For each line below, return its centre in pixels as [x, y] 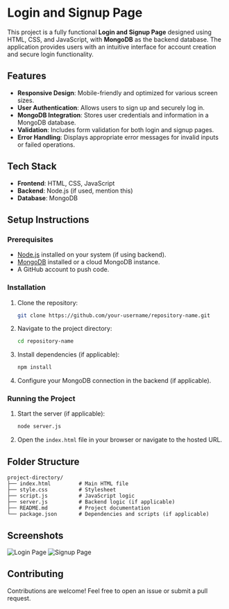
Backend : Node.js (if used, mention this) [75, 190]
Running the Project [41, 399]
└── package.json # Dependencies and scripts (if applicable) [108, 514]
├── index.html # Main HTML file [68, 484]
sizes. [26, 100]
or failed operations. [46, 145]
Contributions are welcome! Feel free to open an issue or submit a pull [108, 591]
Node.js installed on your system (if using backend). [92, 254]
